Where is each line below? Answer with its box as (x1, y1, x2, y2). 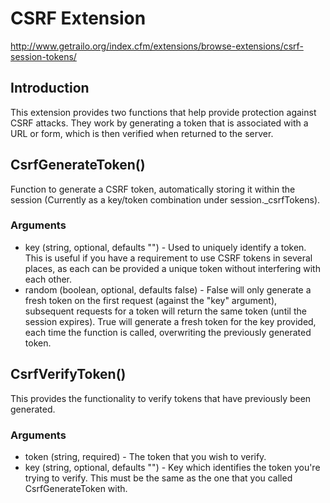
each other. (24, 273, 73, 285)
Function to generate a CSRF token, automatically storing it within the (10, 183, 296, 195)
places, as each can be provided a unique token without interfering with (24, 262, 321, 274)
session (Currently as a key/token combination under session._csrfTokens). (10, 193, 321, 206)
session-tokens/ (10, 50, 77, 62)
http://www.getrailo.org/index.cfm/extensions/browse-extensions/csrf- (10, 40, 304, 52)
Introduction (10, 80, 90, 97)
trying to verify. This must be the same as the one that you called (24, 472, 293, 484)
